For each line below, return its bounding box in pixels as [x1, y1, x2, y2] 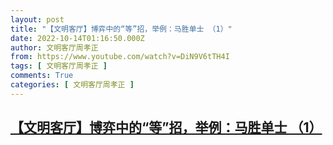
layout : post [10, 14, 65, 25]
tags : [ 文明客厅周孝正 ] [10, 61, 108, 71]
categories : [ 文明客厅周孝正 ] [10, 80, 135, 90]
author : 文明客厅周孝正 [10, 42, 99, 53]
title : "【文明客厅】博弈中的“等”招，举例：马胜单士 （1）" [10, 24, 233, 34]
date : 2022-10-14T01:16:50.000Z [10, 33, 145, 43]
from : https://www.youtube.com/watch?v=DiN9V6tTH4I [10, 52, 230, 62]
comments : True [10, 71, 74, 81]
